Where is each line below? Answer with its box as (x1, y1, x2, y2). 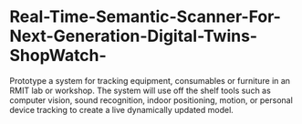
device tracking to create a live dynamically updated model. (9, 104, 234, 115)
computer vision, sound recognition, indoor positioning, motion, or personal (9, 94, 294, 106)
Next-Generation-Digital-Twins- (9, 26, 258, 46)
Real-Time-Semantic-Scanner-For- (9, 6, 281, 27)
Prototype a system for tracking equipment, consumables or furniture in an (9, 75, 290, 86)
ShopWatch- (9, 46, 107, 66)
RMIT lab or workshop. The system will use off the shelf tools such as (9, 85, 271, 96)
